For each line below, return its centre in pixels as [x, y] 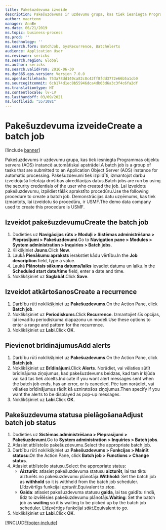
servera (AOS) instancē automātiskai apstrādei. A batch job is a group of [78, 165]
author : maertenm [23, 19]
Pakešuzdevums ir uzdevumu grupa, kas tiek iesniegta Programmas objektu [82, 160]
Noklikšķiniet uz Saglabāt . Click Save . [50, 276]
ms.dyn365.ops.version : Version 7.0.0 [45, 74]
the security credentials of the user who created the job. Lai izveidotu [76, 186]
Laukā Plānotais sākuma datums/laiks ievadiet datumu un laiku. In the [83, 266]
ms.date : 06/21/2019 [26, 28]
